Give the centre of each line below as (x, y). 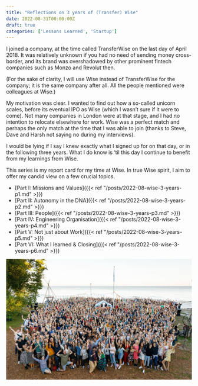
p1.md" (23, 194)
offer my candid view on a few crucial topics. (61, 176)
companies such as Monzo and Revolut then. (61, 67)
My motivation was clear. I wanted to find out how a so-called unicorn (91, 103)
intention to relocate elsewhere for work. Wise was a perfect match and (93, 122)
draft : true (21, 25)
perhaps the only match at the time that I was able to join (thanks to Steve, (96, 128)
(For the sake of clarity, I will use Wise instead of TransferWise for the (91, 79)
